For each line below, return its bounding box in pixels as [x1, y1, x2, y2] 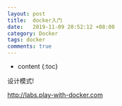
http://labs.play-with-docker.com [7, 91, 104, 99]
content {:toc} [17, 62, 59, 70]
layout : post [7, 10, 46, 18]
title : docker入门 [7, 17, 63, 24]
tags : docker [7, 37, 46, 44]
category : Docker [7, 29, 59, 37]
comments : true [7, 43, 52, 50]
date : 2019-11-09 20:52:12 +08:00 [7, 23, 115, 30]
